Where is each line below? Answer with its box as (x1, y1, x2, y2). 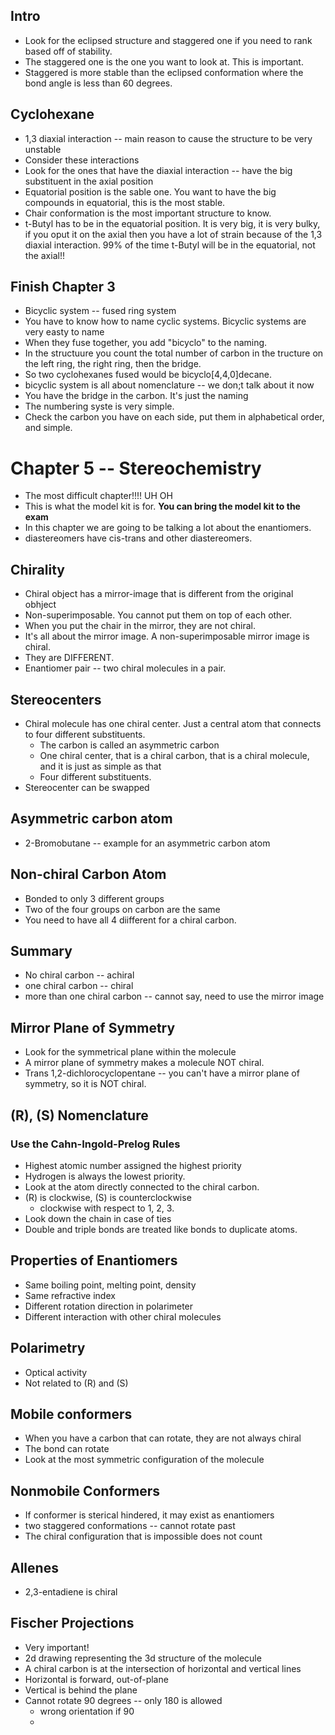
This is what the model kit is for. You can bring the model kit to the (24, 500, 301, 513)
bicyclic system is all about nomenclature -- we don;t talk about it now (24, 379, 315, 391)
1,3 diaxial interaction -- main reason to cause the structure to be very (24, 132, 313, 144)
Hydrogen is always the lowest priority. (24, 1170, 186, 1182)
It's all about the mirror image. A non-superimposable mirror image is (24, 630, 310, 643)
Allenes (10, 1559, 59, 1576)
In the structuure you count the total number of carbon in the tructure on (24, 347, 324, 359)
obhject (24, 599, 57, 611)
